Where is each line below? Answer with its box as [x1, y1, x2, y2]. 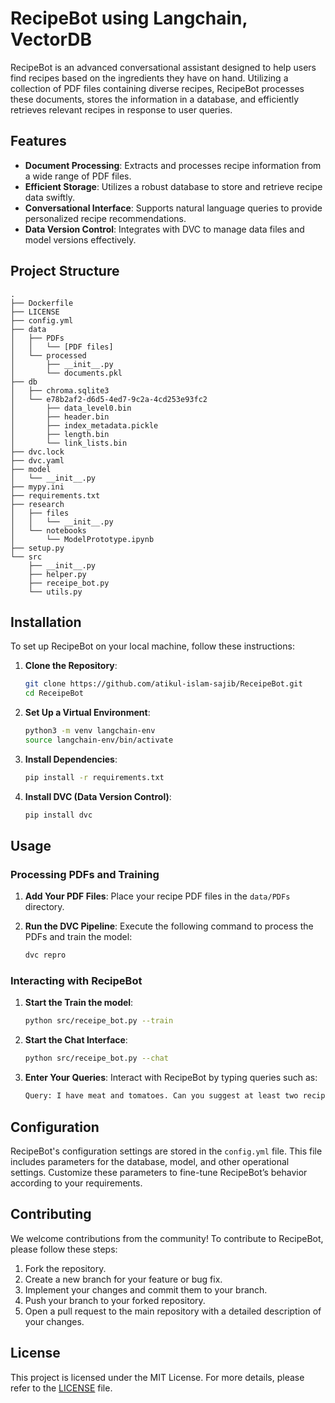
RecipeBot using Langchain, [10, 7, 248, 30]
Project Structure [10, 263, 120, 280]
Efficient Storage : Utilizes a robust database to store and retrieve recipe [24, 180, 323, 192]
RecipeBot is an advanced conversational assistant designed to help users [10, 61, 317, 73]
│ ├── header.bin [10, 412, 110, 422]
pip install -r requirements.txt [24, 772, 165, 782]
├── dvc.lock [10, 447, 65, 457]
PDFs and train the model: [24, 931, 133, 943]
